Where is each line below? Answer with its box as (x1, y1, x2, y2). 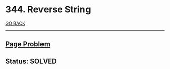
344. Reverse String (5, 4, 91, 15)
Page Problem (5, 40, 51, 49)
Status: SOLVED (5, 57, 57, 65)
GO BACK (5, 20, 26, 26)
